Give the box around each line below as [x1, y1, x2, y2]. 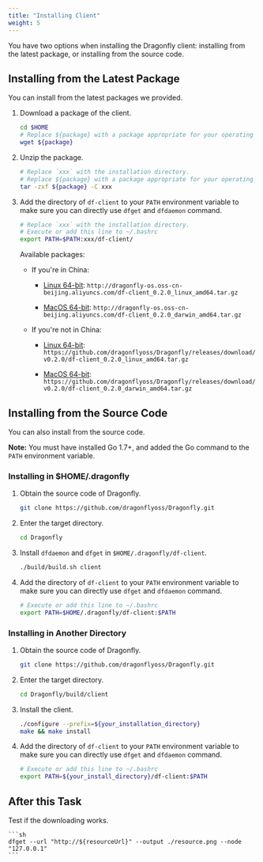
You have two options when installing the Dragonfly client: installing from [8, 40, 246, 50]
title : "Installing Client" [8, 11, 101, 20]
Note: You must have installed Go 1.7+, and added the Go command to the [8, 442, 250, 452]
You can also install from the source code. [8, 427, 145, 436]
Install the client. [19, 704, 73, 714]
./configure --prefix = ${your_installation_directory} [19, 720, 201, 728]
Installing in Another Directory [8, 627, 127, 638]
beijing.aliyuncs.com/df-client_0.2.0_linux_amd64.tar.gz [43, 289, 239, 297]
